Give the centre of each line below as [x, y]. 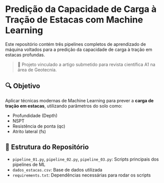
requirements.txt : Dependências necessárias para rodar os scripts [81, 175]
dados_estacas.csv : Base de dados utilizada [57, 170]
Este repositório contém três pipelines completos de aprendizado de [75, 44]
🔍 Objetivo [23, 86]
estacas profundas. [25, 55]
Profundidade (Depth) [35, 115]
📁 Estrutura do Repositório [47, 147]
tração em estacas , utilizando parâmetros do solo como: [64, 106]
